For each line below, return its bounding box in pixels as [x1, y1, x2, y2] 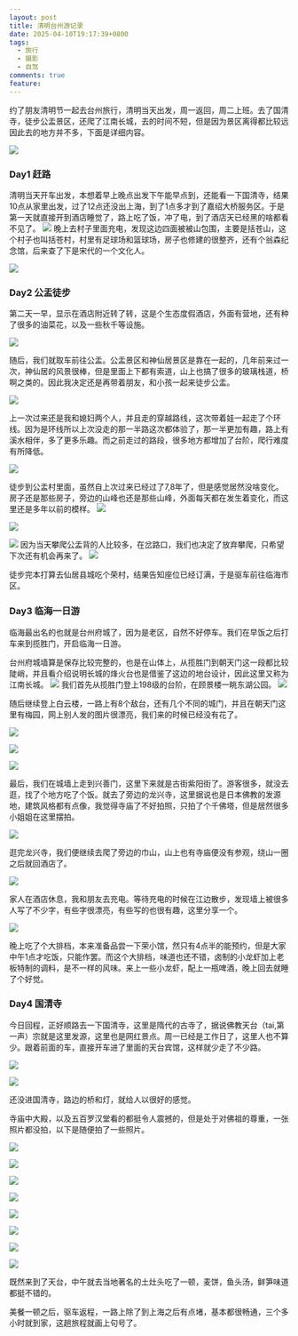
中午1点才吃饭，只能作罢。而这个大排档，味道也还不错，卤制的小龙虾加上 [9, 951, 277, 962]
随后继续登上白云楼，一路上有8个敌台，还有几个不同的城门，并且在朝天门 [9, 698, 278, 708]
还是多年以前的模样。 [16, 504, 95, 515]
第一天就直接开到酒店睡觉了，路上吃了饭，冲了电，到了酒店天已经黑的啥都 [9, 212, 281, 222]
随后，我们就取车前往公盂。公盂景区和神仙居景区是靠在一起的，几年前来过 [9, 355, 281, 365]
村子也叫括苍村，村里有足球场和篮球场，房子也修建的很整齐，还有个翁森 [16, 234, 281, 244]
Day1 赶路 [9, 168, 51, 180]
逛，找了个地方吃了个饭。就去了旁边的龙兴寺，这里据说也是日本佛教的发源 [9, 788, 281, 800]
